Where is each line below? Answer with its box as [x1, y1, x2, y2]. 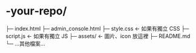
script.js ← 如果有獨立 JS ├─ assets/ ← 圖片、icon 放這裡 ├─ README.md [5, 32, 191, 40]
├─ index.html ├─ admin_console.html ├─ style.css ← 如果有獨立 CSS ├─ [5, 25, 189, 32]
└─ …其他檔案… [5, 40, 45, 47]
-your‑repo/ [5, 4, 67, 18]
